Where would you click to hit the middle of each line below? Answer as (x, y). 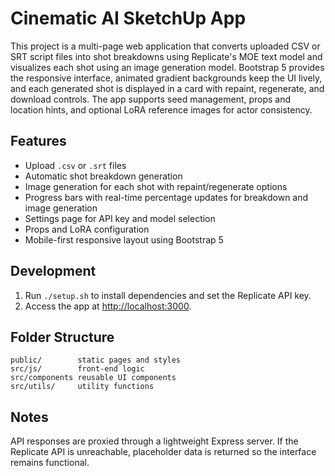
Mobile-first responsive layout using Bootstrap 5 (124, 239)
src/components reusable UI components (93, 378)
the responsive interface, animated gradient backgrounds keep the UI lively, (166, 78)
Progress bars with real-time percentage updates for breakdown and (166, 197)
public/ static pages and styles (96, 360)
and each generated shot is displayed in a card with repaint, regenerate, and (167, 88)
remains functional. (50, 463)
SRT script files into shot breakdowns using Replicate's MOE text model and (166, 56)
